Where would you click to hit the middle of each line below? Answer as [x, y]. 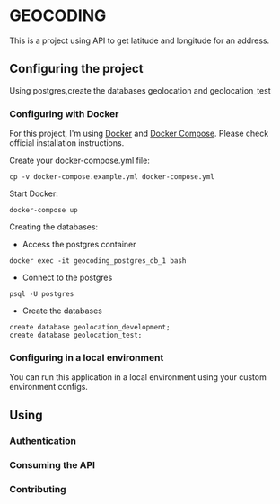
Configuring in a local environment [87, 357]
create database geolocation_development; [90, 328]
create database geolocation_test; [76, 335]
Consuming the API [52, 464]
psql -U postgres [42, 294]
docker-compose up [44, 211]
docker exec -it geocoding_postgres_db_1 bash [98, 261]
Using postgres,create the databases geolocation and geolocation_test [140, 90]
